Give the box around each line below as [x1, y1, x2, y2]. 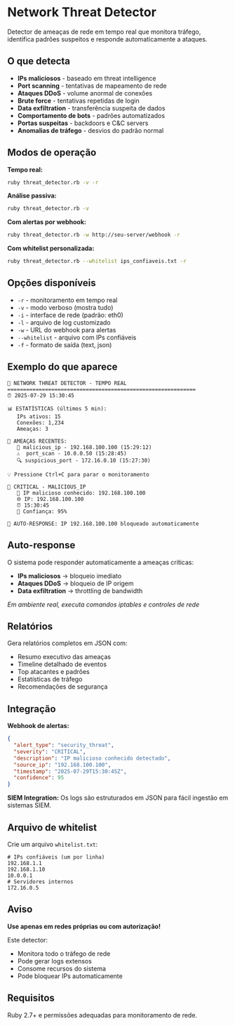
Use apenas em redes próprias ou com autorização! [7, 922, 161, 930]
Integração [7, 703, 56, 715]
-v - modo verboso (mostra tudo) [17, 303, 114, 311]
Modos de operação [7, 147, 97, 159]
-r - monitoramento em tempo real [17, 296, 118, 304]
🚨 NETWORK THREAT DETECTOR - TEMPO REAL [7, 379, 128, 387]
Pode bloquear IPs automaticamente [17, 971, 123, 980]
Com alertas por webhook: [7, 218, 86, 226]
